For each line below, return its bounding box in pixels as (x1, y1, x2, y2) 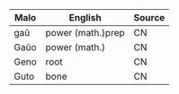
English (68, 12, 102, 23)
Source (133, 12, 166, 23)
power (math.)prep (45, 27, 126, 38)
